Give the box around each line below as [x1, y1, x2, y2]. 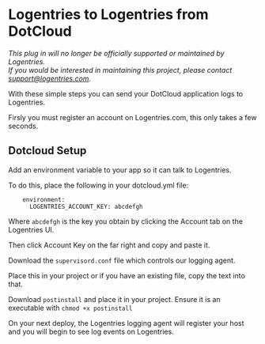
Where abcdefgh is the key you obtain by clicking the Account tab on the [8, 216, 244, 226]
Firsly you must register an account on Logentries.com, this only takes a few [8, 112, 257, 122]
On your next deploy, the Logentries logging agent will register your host [8, 318, 244, 327]
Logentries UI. [8, 225, 55, 234]
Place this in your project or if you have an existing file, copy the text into [8, 270, 245, 280]
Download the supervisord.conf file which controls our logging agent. [8, 255, 236, 265]
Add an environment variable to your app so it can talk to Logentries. [8, 164, 232, 175]
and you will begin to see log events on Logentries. [8, 327, 174, 336]
